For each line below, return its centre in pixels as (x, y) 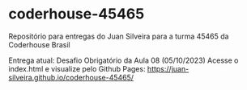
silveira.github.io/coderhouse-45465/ (71, 77)
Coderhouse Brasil (39, 44)
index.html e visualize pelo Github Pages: (77, 68)
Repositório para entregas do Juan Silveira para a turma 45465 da (119, 36)
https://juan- (168, 68)
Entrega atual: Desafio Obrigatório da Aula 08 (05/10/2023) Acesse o (123, 60)
